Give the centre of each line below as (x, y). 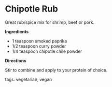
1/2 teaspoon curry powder (39, 46)
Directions (16, 60)
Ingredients (17, 31)
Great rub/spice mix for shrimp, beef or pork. (50, 22)
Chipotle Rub (32, 9)
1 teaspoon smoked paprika (39, 41)
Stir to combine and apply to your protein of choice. (56, 70)
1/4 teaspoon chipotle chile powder (47, 51)
